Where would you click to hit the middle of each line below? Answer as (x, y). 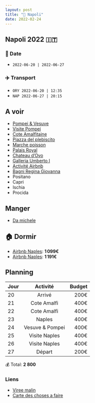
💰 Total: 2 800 (20, 364)
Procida (20, 192)
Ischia (18, 187)
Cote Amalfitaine (30, 134)
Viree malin (24, 390)
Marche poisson (29, 145)
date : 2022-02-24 (23, 19)
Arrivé (44, 294)
